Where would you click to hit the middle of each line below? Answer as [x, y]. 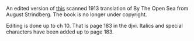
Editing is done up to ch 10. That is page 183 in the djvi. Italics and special [94, 26]
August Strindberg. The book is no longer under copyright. [77, 14]
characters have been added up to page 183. [60, 32]
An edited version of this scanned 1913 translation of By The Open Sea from [97, 8]
